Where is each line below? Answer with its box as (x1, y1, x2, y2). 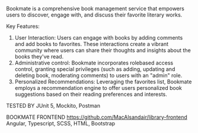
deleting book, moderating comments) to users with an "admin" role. (14, 72, 183, 79)
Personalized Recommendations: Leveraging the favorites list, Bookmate (14, 78, 192, 85)
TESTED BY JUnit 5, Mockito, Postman (6, 102, 101, 109)
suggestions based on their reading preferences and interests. (14, 91, 167, 98)
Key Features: (6, 23, 40, 30)
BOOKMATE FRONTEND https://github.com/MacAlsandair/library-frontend (6, 113, 188, 121)
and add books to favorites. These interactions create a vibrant (14, 41, 169, 47)
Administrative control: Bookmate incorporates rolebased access (14, 59, 174, 66)
